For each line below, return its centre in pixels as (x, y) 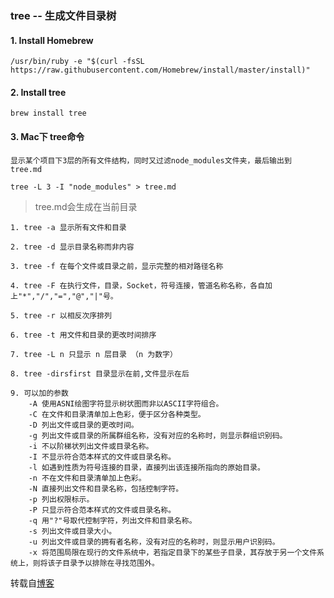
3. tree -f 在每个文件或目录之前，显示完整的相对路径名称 (117, 266)
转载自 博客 (32, 583)
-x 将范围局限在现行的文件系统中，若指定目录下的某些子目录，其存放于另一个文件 (173, 552)
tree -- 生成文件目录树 (63, 15)
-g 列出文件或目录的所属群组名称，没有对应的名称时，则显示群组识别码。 (158, 435)
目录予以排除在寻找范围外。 (111, 563)
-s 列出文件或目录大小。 (72, 531)
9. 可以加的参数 (39, 393)
